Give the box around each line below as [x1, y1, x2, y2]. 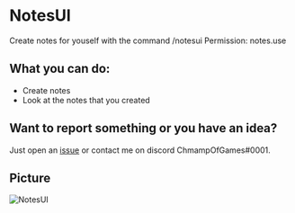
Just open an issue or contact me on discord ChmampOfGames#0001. [9, 145, 272, 155]
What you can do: [9, 61, 111, 76]
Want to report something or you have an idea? [9, 120, 278, 136]
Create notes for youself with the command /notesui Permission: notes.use [9, 35, 287, 46]
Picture [9, 170, 51, 185]
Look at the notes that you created [22, 94, 150, 105]
